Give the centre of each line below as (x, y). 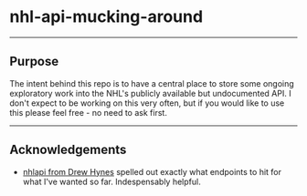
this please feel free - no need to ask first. (88, 112)
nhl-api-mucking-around (106, 17)
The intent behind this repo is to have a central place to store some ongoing (152, 83)
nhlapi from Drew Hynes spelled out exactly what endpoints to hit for (152, 171)
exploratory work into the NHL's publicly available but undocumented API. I (150, 93)
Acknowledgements (68, 150)
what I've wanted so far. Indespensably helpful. (111, 181)
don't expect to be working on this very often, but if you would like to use (147, 103)
